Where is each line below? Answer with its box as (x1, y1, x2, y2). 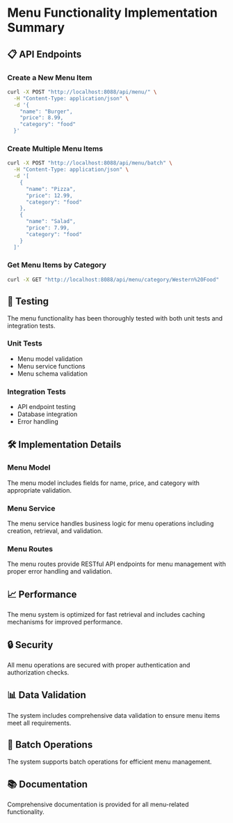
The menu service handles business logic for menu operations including (7, 519, 214, 528)
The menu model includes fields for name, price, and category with (7, 479, 200, 487)
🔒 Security (7, 639, 54, 651)
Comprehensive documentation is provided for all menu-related (7, 800, 189, 809)
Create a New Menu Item (7, 72, 93, 82)
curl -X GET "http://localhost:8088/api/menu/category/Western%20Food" (7, 276, 219, 283)
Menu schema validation (17, 369, 88, 378)
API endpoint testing (17, 403, 77, 411)
